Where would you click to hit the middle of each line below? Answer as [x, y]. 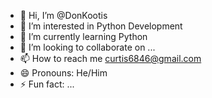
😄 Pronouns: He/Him [63, 73]
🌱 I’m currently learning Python [83, 36]
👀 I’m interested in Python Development [101, 26]
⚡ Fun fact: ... [47, 84]
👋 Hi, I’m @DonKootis [63, 15]
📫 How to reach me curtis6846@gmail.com [110, 58]
